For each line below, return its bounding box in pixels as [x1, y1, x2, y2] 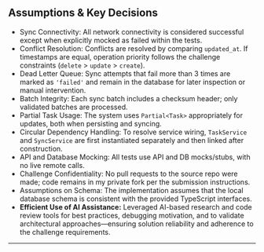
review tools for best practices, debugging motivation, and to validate [19, 210, 245, 220]
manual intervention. [19, 86, 86, 95]
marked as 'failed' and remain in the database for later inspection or [19, 77, 246, 86]
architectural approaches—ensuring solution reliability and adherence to [19, 219, 254, 228]
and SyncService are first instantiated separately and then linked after [19, 135, 244, 144]
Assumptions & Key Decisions [8, 6, 159, 20]
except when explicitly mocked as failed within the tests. [19, 35, 203, 45]
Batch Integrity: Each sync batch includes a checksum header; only [19, 93, 238, 103]
